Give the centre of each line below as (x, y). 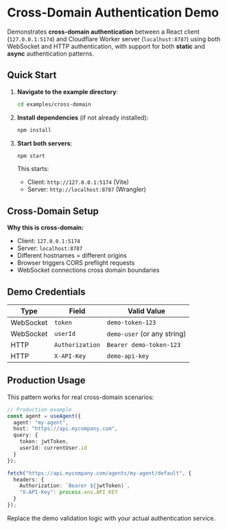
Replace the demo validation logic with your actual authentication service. (111, 518)
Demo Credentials (46, 292)
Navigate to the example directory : (68, 91)
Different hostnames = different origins (72, 256)
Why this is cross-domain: (46, 227)
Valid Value (147, 311)
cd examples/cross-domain (54, 104)
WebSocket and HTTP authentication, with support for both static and (106, 46)
